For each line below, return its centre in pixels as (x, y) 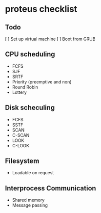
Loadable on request (33, 173)
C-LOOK (20, 145)
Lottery (19, 92)
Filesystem (22, 161)
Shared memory (28, 200)
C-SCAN (21, 135)
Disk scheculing (30, 108)
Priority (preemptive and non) (42, 81)
